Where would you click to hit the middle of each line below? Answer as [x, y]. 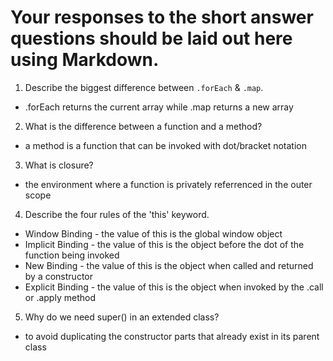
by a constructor [58, 276]
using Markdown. [85, 60]
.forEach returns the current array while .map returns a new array [159, 107]
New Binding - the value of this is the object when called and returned [169, 265]
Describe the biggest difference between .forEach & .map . [144, 87]
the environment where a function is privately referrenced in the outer [168, 184]
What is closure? [59, 165]
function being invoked [72, 255]
